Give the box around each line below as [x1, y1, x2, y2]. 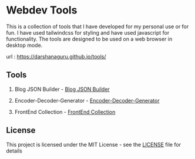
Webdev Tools [6, 4, 78, 17]
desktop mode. [6, 42, 43, 49]
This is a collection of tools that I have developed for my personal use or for [6, 23, 189, 30]
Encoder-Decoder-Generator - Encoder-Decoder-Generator [14, 97, 160, 104]
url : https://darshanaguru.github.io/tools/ [6, 53, 107, 60]
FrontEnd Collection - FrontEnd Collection [14, 108, 116, 115]
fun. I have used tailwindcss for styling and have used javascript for [6, 29, 170, 36]
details [6, 147, 22, 154]
